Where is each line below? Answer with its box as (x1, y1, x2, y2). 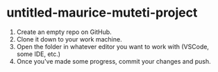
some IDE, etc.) (16, 50, 60, 58)
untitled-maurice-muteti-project (6, 5, 198, 21)
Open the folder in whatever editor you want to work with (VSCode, (16, 42, 210, 51)
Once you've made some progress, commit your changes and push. (16, 57, 211, 65)
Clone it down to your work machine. (16, 35, 122, 43)
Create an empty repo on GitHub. (16, 28, 112, 36)
